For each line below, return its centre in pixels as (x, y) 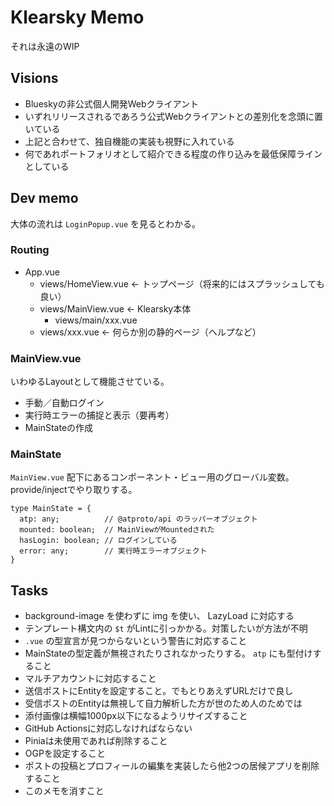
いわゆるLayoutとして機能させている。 (90, 382)
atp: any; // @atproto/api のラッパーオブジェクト (138, 519)
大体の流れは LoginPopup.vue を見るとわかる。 (106, 223)
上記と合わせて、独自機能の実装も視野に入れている (129, 141)
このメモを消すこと (64, 791)
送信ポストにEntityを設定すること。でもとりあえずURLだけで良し (159, 691)
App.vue (42, 272)
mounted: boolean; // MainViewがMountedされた (117, 530)
